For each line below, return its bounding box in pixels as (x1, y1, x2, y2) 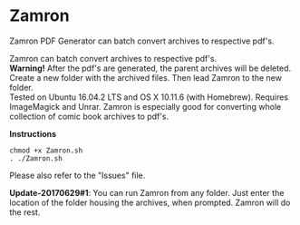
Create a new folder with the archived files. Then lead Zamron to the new (9, 72, 283, 83)
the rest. (9, 206, 41, 218)
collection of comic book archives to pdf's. (9, 111, 169, 122)
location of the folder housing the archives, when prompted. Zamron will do (9, 197, 291, 208)
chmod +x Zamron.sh (9, 146, 83, 155)
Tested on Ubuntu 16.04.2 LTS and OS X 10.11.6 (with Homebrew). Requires (9, 92, 288, 103)
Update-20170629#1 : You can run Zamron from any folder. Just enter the (9, 187, 285, 198)
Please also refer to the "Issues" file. (9, 170, 146, 181)
